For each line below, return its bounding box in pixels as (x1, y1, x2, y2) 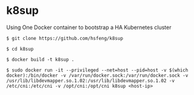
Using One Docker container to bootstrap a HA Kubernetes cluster (6, 24, 172, 31)
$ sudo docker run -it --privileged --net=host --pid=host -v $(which (6, 67, 189, 73)
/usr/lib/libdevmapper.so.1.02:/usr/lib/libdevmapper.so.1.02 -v (6, 77, 175, 84)
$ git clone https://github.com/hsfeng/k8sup (6, 35, 123, 41)
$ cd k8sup (6, 46, 34, 52)
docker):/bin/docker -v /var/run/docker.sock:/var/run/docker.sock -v (6, 72, 189, 79)
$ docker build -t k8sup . (6, 56, 75, 62)
